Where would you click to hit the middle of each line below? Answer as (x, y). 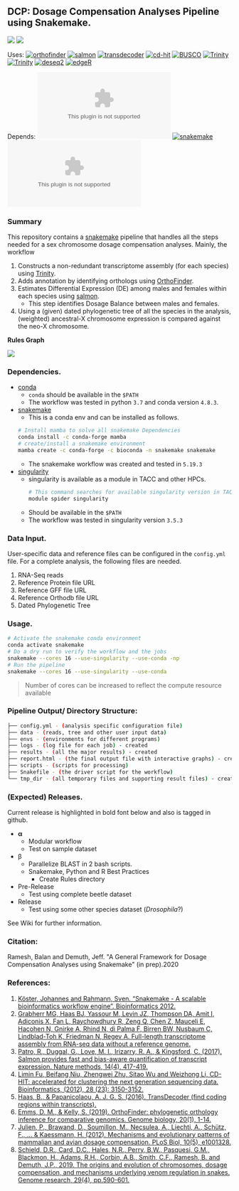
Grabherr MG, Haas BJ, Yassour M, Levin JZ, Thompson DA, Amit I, (116, 1013)
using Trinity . (37, 274)
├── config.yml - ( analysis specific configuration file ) (95, 726)
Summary (25, 221)
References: (29, 983)
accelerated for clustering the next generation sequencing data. (125, 1081)
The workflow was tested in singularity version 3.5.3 (106, 520)
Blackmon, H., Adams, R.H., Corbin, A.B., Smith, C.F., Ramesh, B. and (119, 1157)
